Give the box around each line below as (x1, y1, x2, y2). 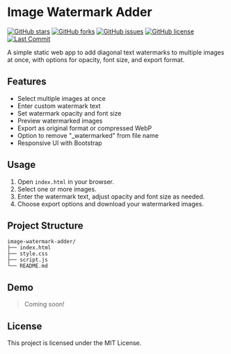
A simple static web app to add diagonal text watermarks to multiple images (7, 48, 225, 56)
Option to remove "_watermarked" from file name (17, 131, 159, 139)
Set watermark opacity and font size (17, 109, 122, 117)
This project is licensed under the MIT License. (7, 339, 142, 347)
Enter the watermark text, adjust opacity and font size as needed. (17, 192, 205, 201)
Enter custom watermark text (17, 102, 101, 110)
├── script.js (7, 256, 49, 263)
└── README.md (7, 263, 49, 270)
